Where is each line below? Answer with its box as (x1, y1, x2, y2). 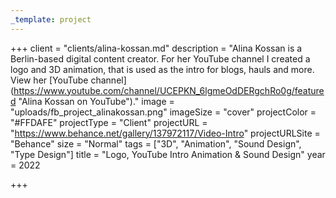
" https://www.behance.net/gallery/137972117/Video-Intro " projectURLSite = (10, 127, 321, 139)
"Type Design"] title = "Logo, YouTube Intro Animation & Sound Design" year (10, 148, 326, 160)
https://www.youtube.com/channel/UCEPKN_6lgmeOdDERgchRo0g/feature (13, 84, 325, 96)
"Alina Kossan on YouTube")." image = (18, 95, 175, 107)
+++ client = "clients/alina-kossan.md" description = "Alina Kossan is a (10, 42, 303, 54)
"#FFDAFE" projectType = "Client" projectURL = (10, 116, 208, 128)
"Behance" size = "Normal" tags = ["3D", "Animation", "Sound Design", (10, 137, 302, 150)
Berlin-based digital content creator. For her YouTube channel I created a (10, 52, 311, 65)
